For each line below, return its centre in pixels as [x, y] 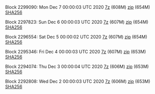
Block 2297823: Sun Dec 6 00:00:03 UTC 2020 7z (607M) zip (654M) [77, 22]
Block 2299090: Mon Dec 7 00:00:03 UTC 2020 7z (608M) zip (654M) [78, 7]
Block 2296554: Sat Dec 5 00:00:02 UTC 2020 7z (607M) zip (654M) [76, 37]
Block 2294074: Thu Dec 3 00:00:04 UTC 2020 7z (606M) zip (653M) [77, 67]
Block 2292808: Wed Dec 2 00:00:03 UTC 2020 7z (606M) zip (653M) [78, 81]
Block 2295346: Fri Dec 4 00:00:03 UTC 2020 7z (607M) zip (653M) [76, 52]
